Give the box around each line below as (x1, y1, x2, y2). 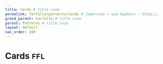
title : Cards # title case (5, 7, 60, 12)
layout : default (5, 25, 38, 30)
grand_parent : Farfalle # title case (5, 16, 81, 21)
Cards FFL (5, 50, 45, 62)
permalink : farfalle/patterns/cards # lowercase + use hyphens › (5, 12, 140, 16)
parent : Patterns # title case (5, 20, 68, 26)
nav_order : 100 (5, 30, 36, 34)
